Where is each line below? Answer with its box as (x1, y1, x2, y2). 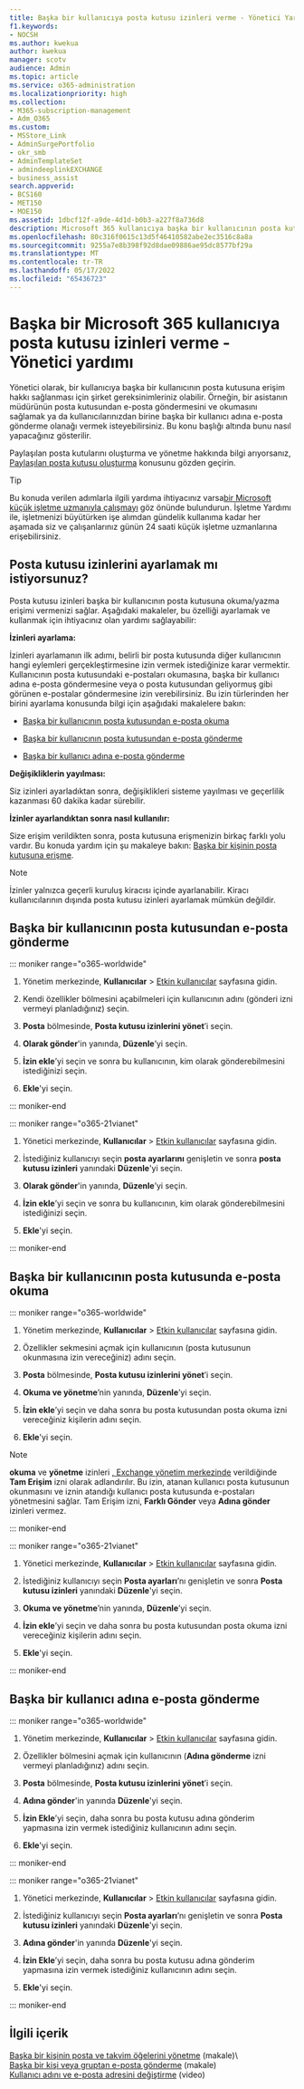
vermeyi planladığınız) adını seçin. (22, 1759, 149, 1771)
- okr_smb (9, 148, 47, 157)
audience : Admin (9, 64, 71, 73)
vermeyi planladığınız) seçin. (22, 1003, 129, 1015)
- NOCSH (9, 30, 39, 39)
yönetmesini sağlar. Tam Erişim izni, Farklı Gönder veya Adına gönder (9, 1496, 271, 1507)
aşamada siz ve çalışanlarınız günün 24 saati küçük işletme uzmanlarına (9, 521, 278, 532)
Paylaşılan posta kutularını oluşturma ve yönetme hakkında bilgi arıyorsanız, (9, 448, 291, 458)
